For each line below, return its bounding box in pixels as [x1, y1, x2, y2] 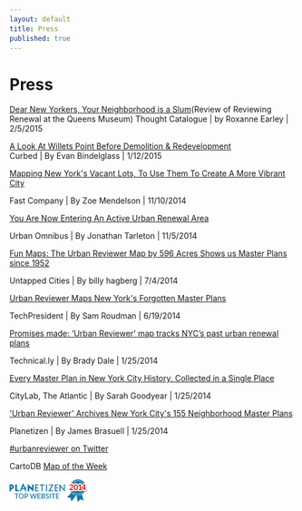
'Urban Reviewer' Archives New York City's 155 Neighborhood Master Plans [9, 408, 293, 419]
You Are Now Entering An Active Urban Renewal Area [9, 213, 209, 224]
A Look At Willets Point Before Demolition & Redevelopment [9, 141, 231, 152]
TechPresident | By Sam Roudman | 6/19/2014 [9, 310, 181, 321]
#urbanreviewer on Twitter [9, 443, 109, 454]
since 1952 [9, 258, 50, 269]
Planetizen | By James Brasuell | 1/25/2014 [9, 426, 169, 437]
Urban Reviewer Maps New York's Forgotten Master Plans [9, 293, 227, 304]
